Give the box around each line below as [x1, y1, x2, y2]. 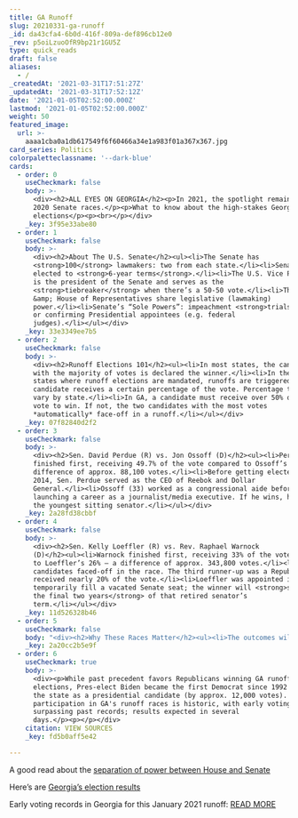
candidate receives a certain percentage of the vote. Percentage [32, 385, 284, 394]
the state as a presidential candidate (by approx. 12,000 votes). [32, 691, 288, 700]
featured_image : [9, 121, 69, 130]
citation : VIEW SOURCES [25, 724, 114, 734]
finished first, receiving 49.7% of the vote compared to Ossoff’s [32, 460, 288, 469]
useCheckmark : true [25, 658, 98, 667]
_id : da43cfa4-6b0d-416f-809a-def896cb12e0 [9, 29, 173, 38]
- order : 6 [17, 650, 58, 659]
